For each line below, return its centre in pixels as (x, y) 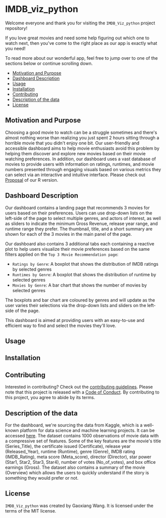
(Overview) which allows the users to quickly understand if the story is (77, 472)
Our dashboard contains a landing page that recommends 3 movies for (78, 207)
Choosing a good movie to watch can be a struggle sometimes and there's (81, 132)
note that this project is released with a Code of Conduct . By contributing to (82, 392)
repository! (16, 28)
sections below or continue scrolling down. (49, 63)
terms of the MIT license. (31, 511)
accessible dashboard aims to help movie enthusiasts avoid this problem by (82, 148)
